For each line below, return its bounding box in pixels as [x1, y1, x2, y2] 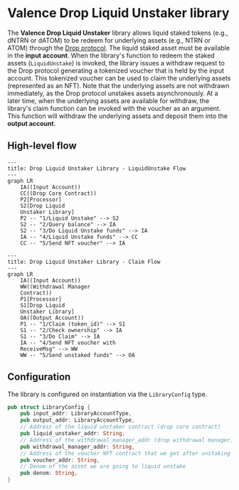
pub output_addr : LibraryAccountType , [20, 417, 135, 424]
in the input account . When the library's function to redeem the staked [7, 51, 215, 60]
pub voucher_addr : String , [20, 457, 100, 464]
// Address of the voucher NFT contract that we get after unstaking [20, 449, 231, 457]
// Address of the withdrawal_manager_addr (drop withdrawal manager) [20, 436, 234, 444]
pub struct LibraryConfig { [7, 403, 91, 410]
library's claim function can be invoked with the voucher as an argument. [7, 104, 221, 112]
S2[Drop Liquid [20, 202, 65, 209]
